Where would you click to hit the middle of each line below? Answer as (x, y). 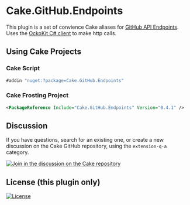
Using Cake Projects (44, 52)
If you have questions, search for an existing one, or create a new (85, 140)
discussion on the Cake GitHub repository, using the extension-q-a (87, 146)
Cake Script (23, 69)
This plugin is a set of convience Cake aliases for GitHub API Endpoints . (92, 27)
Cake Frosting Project (37, 95)
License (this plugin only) (53, 182)
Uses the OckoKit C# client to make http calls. (61, 33)
